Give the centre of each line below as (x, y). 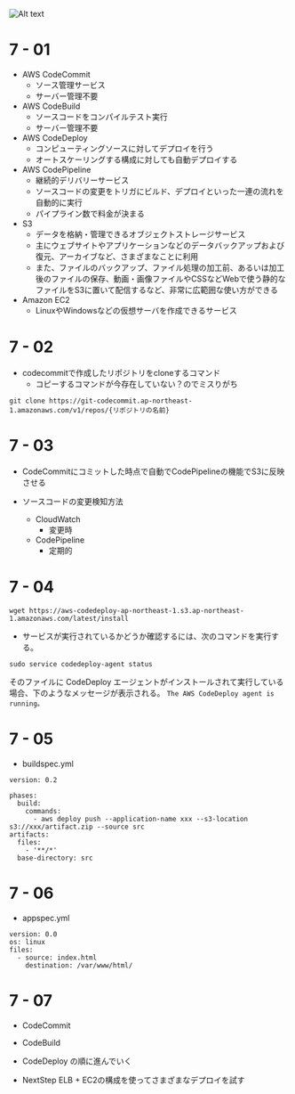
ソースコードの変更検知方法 (73, 501)
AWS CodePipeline (56, 169)
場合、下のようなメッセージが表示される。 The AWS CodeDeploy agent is (142, 693)
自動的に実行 (59, 202)
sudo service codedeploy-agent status (81, 664)
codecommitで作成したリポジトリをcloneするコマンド (121, 372)
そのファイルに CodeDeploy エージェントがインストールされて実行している (147, 682)
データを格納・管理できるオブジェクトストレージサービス (140, 234)
